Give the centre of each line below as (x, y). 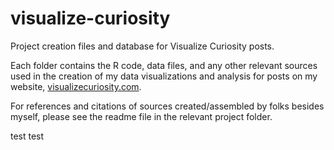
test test (27, 136)
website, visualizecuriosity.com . (76, 86)
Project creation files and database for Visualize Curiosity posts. (142, 46)
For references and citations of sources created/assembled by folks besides (167, 106)
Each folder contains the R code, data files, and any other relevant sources (164, 65)
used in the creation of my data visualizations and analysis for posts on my (164, 76)
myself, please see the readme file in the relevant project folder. (141, 116)
